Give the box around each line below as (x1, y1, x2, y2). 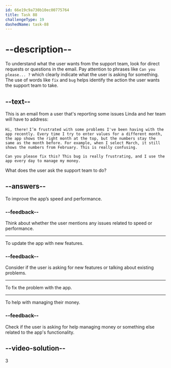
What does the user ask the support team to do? (5, 167, 107, 173)
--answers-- (5, 182, 46, 191)
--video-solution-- (5, 344, 66, 353)
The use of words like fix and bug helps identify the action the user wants (5, 77, 160, 83)
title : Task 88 (5, 12, 38, 17)
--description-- (5, 44, 72, 55)
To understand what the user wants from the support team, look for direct (5, 61, 160, 67)
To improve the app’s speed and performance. (5, 195, 102, 202)
